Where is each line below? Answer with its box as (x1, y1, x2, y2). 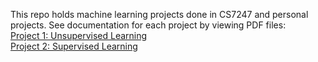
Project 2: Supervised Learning (10, 40, 138, 52)
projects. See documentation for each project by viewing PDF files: (10, 19, 287, 31)
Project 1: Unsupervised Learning (10, 30, 148, 41)
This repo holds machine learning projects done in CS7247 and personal (10, 9, 309, 20)
